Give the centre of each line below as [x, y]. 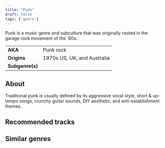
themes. [13, 106]
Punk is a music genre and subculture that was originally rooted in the [77, 33]
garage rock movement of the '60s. [41, 38]
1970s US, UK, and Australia [76, 58]
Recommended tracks [40, 122]
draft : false [19, 14]
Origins [17, 58]
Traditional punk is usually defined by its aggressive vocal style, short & [78, 96]
